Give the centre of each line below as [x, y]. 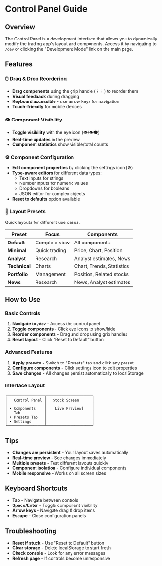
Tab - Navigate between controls [45, 500]
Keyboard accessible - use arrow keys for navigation [66, 101]
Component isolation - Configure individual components [69, 468]
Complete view [52, 243]
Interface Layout [25, 385]
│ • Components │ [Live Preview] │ [50, 408]
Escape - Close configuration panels [49, 516]
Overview [20, 27]
